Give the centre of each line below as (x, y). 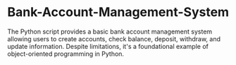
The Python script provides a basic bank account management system (110, 31)
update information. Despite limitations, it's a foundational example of (108, 46)
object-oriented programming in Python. (66, 54)
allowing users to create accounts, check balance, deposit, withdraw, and (114, 38)
